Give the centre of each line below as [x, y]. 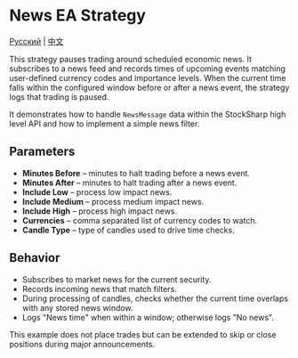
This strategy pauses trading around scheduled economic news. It [130, 59]
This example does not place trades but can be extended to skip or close [143, 334]
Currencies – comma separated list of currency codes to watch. [140, 220]
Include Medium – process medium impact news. [113, 201]
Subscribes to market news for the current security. [117, 279]
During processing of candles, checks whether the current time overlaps [155, 298]
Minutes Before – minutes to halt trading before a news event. [136, 173]
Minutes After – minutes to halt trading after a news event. [129, 183]
